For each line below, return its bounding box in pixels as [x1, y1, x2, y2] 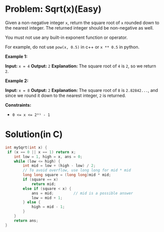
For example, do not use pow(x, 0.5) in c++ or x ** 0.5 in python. [5, 44, 139, 50]
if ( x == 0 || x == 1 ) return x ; [7, 149, 76, 154]
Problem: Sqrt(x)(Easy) [5, 3, 102, 15]
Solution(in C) [5, 129, 63, 140]
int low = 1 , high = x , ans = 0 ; [14, 154, 83, 159]
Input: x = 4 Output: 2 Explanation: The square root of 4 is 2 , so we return [5, 63, 157, 69]
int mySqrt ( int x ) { [5, 145, 48, 150]
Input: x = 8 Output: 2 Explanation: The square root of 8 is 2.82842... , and [5, 87, 159, 93]
